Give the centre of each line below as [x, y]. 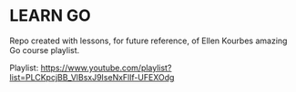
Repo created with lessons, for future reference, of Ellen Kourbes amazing [148, 41]
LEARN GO [50, 16]
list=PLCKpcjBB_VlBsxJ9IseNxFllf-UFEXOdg [92, 77]
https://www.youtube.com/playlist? [106, 68]
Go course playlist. [45, 50]
